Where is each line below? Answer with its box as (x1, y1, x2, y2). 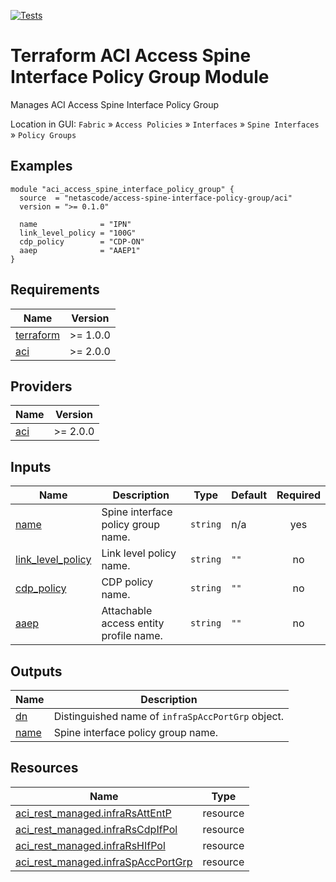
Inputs (10, 458, 52, 475)
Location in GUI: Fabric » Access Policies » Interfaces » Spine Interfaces (10, 118, 320, 130)
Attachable (101, 604, 153, 618)
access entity (101, 616, 165, 630)
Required (276, 488, 321, 502)
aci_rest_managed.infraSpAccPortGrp (15, 855, 193, 869)
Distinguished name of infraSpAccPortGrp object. (53, 710, 285, 723)
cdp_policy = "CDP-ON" (19, 236, 145, 247)
